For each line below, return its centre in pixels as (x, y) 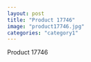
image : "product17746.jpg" (46, 26)
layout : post (26, 13)
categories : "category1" (43, 33)
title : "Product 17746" (41, 20)
